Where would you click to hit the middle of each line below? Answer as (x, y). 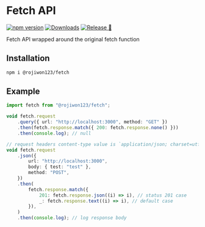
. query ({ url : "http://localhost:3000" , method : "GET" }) (92, 122)
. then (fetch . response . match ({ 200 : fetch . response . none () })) (98, 128)
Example (23, 92)
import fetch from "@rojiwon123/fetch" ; (59, 105)
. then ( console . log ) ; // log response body (72, 218)
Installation (28, 58)
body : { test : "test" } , (60, 167)
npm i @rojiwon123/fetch (38, 72)
